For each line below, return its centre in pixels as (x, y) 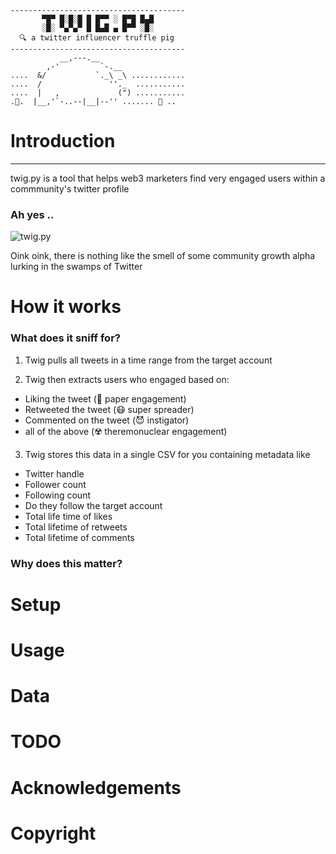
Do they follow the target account (93, 505)
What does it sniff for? (65, 338)
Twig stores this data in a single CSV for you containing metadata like (167, 454)
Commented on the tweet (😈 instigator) (107, 420)
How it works (66, 307)
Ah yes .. (32, 214)
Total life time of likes (68, 516)
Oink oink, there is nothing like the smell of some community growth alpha (163, 256)
